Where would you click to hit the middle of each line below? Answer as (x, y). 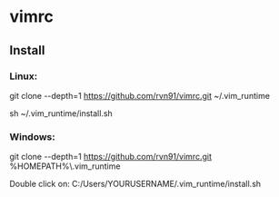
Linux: (24, 76)
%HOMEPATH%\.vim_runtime (65, 166)
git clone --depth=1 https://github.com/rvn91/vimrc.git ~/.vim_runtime (140, 95)
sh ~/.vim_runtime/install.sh (61, 113)
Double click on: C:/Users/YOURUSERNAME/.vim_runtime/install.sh (135, 184)
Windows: (33, 136)
